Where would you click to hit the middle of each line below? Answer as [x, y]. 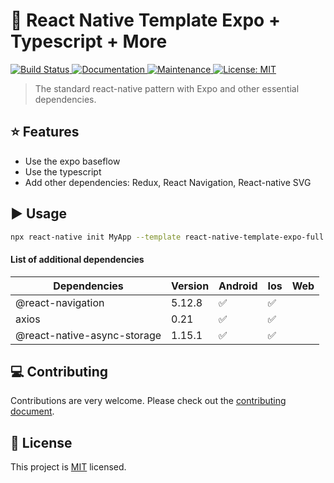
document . [32, 411]
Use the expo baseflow [72, 161]
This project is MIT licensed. [68, 467]
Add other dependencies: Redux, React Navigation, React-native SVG [168, 182]
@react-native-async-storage [88, 335]
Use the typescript [63, 171]
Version [190, 286]
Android [238, 286]
